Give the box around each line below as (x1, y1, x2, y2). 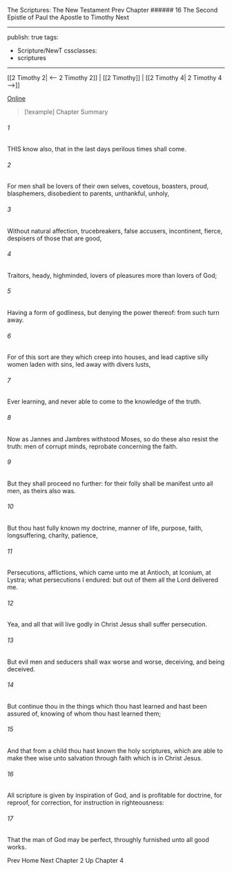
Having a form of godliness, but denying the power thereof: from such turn (7, 309, 220, 317)
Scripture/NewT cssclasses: (17, 46, 97, 55)
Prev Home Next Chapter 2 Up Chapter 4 (7, 856, 124, 865)
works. (7, 843, 27, 852)
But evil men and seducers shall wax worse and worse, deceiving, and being (7, 658, 225, 666)
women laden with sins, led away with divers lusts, (7, 361, 151, 369)
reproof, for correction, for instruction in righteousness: (7, 798, 164, 807)
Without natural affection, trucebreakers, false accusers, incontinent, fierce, (7, 227, 223, 235)
